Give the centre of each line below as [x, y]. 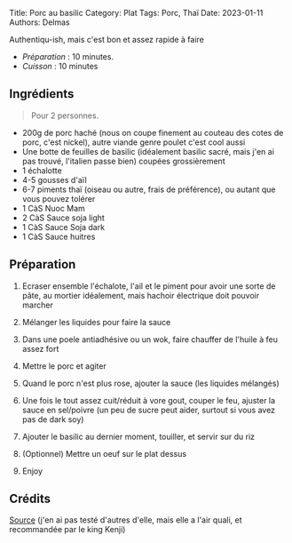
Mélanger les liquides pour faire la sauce [96, 322]
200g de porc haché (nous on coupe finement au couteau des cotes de [153, 132]
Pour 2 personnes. [65, 116]
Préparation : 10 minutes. [67, 56]
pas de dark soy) [53, 419]
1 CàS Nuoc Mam [54, 208]
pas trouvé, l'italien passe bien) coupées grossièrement [123, 161]
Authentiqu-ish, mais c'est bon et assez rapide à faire [107, 40]
